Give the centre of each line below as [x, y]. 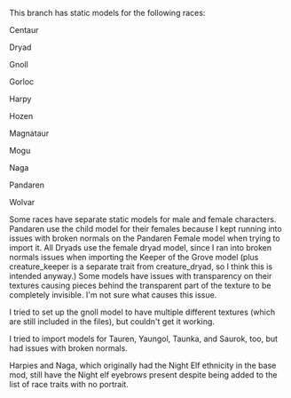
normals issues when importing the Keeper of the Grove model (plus [134, 257]
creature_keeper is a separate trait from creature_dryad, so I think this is [141, 267]
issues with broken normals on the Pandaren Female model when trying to [145, 238]
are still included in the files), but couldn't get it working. [112, 322]
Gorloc [22, 82]
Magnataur [29, 133]
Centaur [24, 30]
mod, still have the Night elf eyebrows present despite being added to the [143, 375]
